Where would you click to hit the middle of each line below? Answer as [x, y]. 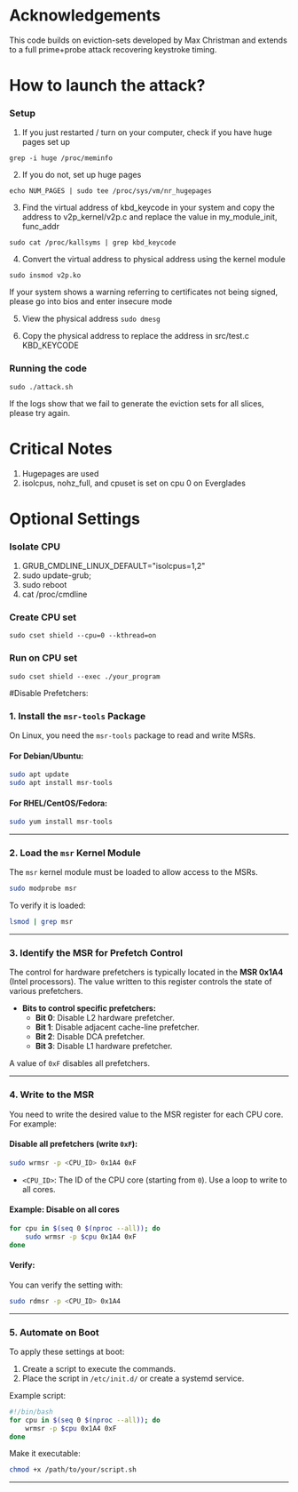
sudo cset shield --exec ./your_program [85, 677]
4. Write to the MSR [52, 1095]
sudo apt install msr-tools [61, 783]
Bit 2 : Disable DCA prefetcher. [90, 1037]
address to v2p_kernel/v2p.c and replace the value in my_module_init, [149, 217]
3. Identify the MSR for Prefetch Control [96, 953]
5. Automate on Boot [54, 1332]
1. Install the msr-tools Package [78, 716]
